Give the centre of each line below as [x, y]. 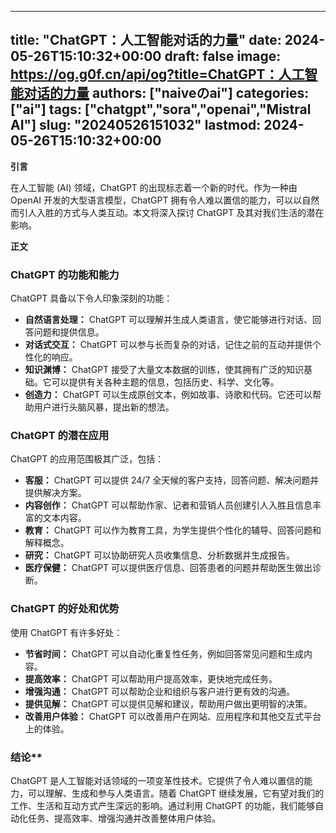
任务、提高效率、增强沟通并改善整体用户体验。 [124, 818]
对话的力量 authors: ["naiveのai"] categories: [166, 93]
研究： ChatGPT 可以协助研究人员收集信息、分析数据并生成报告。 [160, 555]
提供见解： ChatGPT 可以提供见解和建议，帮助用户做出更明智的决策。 [168, 703]
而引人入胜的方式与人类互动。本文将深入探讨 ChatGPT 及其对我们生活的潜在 [167, 212]
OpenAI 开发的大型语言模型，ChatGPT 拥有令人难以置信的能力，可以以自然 [165, 200]
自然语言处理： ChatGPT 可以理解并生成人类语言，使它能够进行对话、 [168, 320]
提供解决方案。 [55, 493]
